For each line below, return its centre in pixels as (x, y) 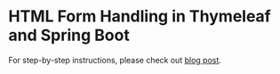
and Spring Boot (69, 35)
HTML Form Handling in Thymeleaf (140, 16)
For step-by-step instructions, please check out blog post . (115, 60)
